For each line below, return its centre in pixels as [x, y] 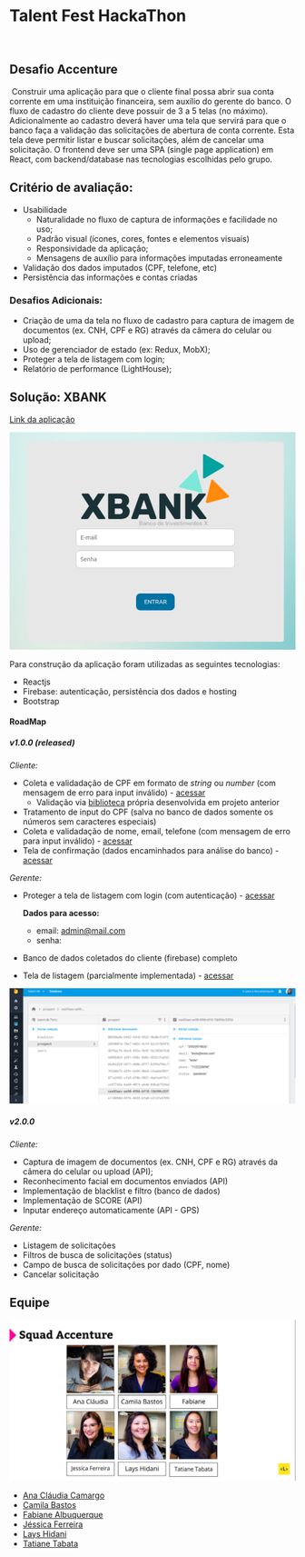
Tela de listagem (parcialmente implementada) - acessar [128, 976]
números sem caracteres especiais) [89, 822]
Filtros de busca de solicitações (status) [97, 1254]
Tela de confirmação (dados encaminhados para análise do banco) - [151, 851]
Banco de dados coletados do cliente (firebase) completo [130, 958]
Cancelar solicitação [61, 1274]
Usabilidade [45, 209]
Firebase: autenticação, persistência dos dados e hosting [130, 691]
